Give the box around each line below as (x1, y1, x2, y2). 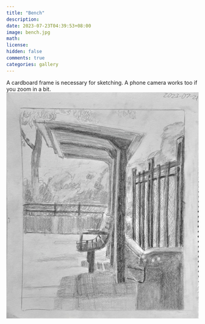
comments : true (6, 55, 45, 61)
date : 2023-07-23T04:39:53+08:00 (6, 23, 92, 29)
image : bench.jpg (6, 29, 51, 35)
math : (6, 35, 20, 42)
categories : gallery (6, 61, 59, 67)
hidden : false (6, 49, 43, 55)
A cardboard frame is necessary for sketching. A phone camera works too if (6, 79, 198, 86)
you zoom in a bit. (6, 85, 51, 93)
